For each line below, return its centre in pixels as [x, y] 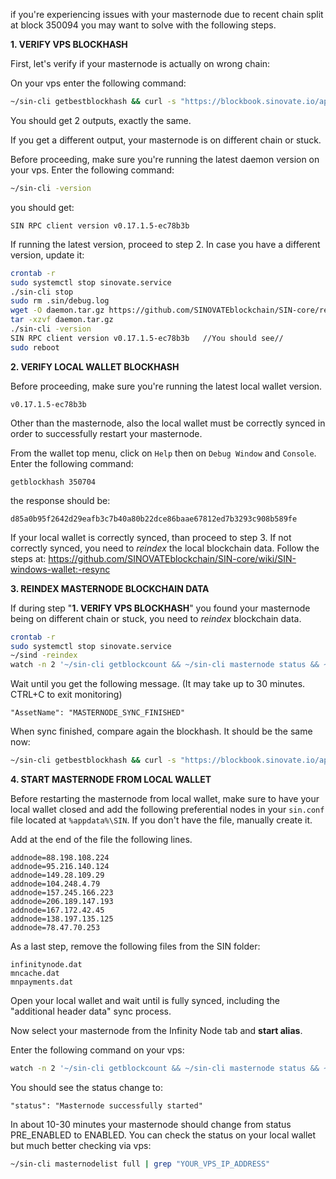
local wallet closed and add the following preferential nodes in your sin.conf [167, 809]
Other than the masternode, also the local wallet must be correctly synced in [168, 423]
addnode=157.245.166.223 [62, 893]
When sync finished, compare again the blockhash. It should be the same [161, 731]
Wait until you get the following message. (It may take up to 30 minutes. [158, 684]
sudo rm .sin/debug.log [60, 301]
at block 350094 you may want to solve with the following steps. [143, 25]
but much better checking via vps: [81, 1145]
